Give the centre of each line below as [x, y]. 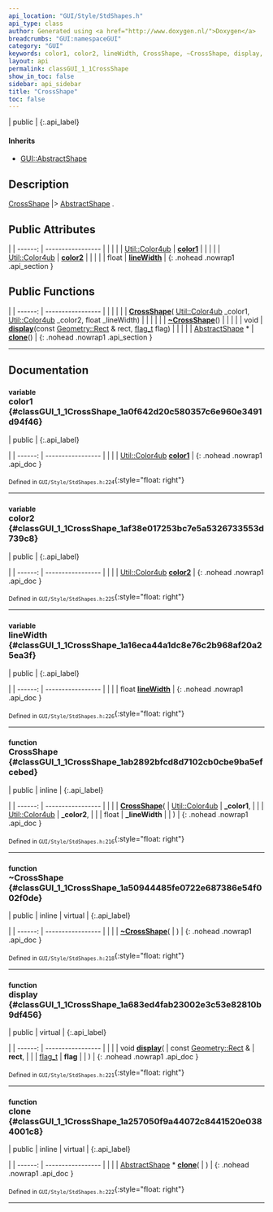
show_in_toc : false [41, 76]
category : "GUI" [36, 46]
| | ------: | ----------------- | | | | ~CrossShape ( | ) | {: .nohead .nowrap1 [130, 931]
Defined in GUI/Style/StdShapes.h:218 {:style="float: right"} [97, 957]
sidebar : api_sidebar [45, 84]
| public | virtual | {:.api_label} [58, 1032]
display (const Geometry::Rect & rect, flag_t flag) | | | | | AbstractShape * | [131, 328]
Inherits [22, 141]
